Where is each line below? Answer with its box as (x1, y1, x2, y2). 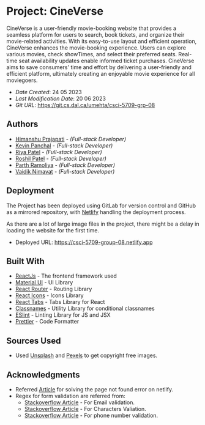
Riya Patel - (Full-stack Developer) (15, 148, 102, 155)
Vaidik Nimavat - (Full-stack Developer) (15, 168, 115, 175)
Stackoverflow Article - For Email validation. (24, 399, 135, 406)
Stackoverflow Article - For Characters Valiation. (24, 405, 147, 412)
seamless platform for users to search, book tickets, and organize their (6, 31, 185, 38)
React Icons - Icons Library (15, 292, 84, 299)
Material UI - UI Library (15, 279, 73, 286)
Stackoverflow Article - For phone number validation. (24, 412, 158, 419)
